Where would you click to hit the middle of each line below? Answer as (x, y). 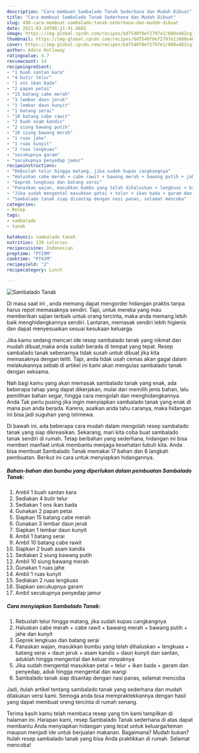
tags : (13, 215)
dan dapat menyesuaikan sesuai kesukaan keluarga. (70, 329)
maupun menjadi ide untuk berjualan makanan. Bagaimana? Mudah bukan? (98, 732)
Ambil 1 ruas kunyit (38, 574)
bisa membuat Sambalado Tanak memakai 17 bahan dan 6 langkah (88, 451)
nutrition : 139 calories (37, 242)
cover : (15, 45)
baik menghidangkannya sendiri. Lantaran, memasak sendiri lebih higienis (97, 322)
